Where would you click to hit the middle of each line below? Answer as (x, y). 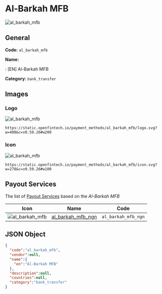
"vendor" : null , (25, 255)
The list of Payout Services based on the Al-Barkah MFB (62, 196)
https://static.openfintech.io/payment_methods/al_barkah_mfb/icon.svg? (81, 165)
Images (17, 94)
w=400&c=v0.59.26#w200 (28, 132)
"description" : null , (31, 273)
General (18, 38)
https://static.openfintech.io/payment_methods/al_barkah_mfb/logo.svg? (81, 128)
